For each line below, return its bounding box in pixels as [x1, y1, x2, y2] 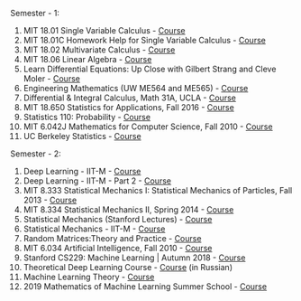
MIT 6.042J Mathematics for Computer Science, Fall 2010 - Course [23, 121, 273, 132]
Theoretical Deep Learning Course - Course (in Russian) [23, 262, 233, 272]
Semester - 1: [10, 8, 59, 18]
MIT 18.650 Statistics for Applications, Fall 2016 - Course [23, 102, 235, 112]
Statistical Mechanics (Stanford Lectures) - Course [23, 214, 213, 224]
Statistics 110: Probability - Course [23, 112, 151, 122]
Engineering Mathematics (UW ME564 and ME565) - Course [23, 83, 249, 93]
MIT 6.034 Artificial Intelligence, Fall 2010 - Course [23, 243, 213, 253]
